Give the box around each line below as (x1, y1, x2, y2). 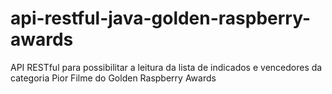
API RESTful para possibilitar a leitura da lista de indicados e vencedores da (10, 61, 323, 73)
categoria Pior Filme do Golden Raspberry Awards (10, 72, 217, 84)
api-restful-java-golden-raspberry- (10, 7, 312, 30)
